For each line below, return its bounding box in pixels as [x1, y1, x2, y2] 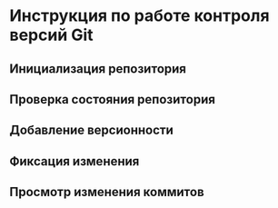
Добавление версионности [9, 123, 174, 138]
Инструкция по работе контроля [9, 5, 270, 26]
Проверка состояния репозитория [9, 92, 216, 107]
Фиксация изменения [9, 154, 140, 169]
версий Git [9, 25, 94, 45]
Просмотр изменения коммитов [9, 184, 204, 200]
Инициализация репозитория [9, 61, 186, 76]
